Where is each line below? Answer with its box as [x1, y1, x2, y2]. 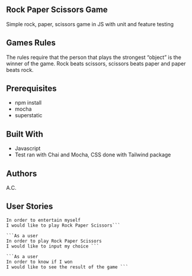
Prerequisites [6, 83, 57, 94]
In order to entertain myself [6, 217, 81, 223]
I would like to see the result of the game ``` [6, 264, 129, 270]
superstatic [14, 112, 43, 119]
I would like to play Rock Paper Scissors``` [6, 222, 120, 228]
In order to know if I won [6, 259, 73, 265]
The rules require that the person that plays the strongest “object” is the [6, 54, 182, 61]
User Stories [6, 202, 53, 212]
